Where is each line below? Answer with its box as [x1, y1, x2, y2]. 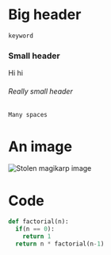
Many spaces [8, 111, 48, 119]
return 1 [22, 233, 52, 241]
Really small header [8, 86, 73, 96]
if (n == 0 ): [15, 225, 55, 234]
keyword [8, 32, 34, 40]
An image [8, 137, 73, 156]
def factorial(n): [8, 218, 69, 226]
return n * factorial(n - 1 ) [15, 240, 105, 248]
